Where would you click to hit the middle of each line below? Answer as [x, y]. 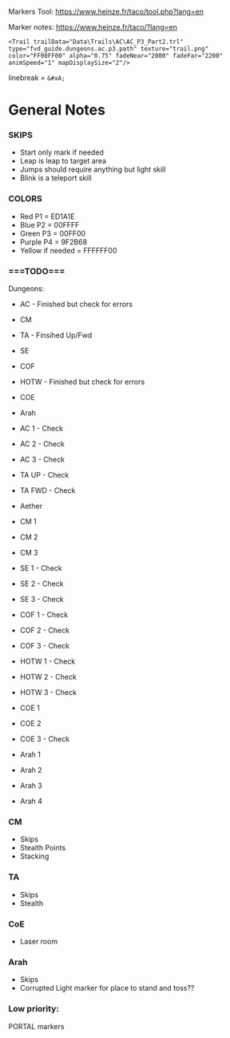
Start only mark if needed [61, 152]
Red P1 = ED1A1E [47, 216]
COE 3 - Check [45, 739]
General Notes [57, 110]
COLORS [25, 199]
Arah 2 [31, 770]
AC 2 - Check [42, 444]
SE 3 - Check [42, 600]
